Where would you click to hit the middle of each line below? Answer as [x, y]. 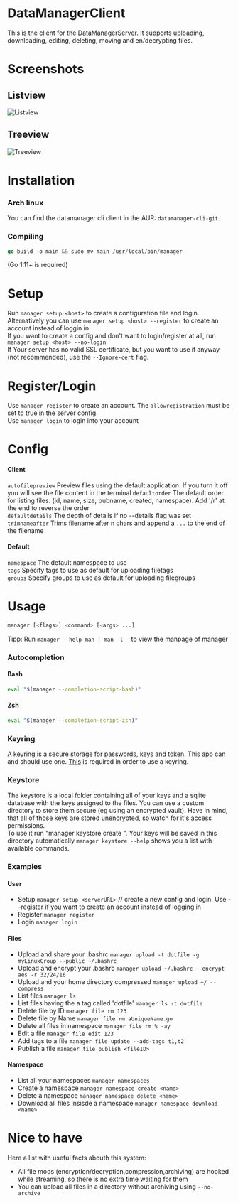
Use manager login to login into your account [73, 421]
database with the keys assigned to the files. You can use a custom [106, 803]
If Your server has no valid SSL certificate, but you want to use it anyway [114, 350]
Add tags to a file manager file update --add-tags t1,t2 [101, 1041]
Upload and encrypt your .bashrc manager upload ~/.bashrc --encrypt [121, 968]
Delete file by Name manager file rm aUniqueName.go [95, 1018]
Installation [41, 180]
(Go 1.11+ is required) [38, 265]
